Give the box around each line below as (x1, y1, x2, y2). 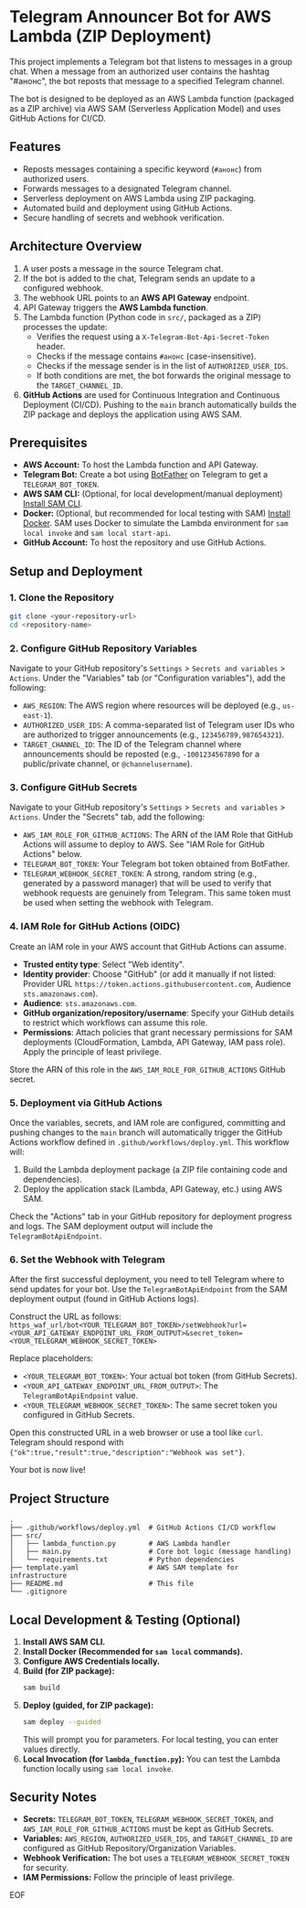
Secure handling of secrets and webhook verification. (22, 212, 226, 223)
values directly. (22, 1743, 80, 1754)
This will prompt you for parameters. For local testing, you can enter (22, 1733, 279, 1744)
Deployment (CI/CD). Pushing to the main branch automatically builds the (22, 399, 297, 410)
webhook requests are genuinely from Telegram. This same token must (22, 887, 291, 898)
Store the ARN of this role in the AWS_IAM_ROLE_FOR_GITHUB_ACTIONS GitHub (9, 1064, 286, 1075)
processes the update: (22, 321, 108, 332)
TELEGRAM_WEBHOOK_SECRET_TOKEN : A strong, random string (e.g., (22, 868, 258, 879)
